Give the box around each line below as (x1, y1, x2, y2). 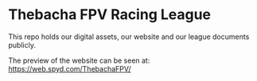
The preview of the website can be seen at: (8, 56, 150, 65)
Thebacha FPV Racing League (8, 6, 212, 24)
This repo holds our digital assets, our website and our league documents (8, 32, 250, 41)
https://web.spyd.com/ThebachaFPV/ (8, 64, 131, 73)
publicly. (8, 40, 36, 49)
